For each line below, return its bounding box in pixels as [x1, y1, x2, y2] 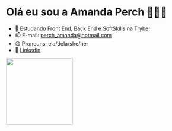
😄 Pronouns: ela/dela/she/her [14, 40, 89, 47]
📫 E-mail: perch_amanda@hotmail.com [14, 31, 112, 39]
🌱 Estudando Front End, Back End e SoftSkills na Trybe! [14, 25, 150, 32]
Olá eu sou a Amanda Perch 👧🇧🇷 [6, 5, 168, 19]
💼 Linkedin [14, 46, 41, 53]
